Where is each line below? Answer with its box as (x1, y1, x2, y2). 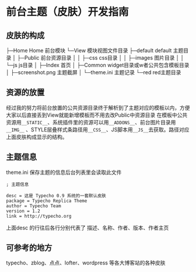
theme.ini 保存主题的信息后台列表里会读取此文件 (6, 169, 122, 176)
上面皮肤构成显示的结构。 (6, 133, 68, 140)
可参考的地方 (6, 243, 52, 253)
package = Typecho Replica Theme (6, 198, 87, 204)
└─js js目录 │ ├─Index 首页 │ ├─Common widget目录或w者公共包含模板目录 (6, 62, 190, 68)
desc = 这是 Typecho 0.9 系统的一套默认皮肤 (6, 193, 106, 198)
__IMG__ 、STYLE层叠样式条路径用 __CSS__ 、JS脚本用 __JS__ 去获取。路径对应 (6, 126, 190, 133)
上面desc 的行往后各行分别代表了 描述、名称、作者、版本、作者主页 (6, 224, 169, 231)
